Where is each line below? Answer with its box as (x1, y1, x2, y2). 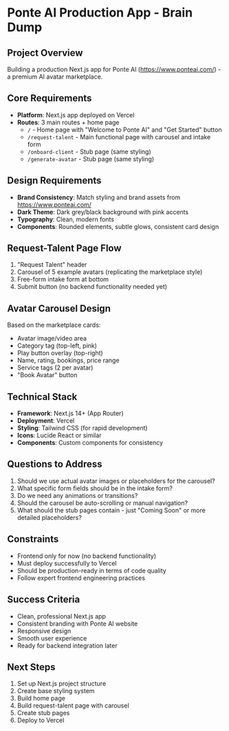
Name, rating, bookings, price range (17, 357, 120, 365)
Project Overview (7, 47, 83, 59)
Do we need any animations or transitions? (17, 491, 138, 499)
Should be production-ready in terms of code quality (17, 566, 166, 574)
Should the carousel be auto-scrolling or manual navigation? (17, 499, 188, 507)
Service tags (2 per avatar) (17, 363, 94, 372)
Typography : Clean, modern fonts (17, 215, 115, 223)
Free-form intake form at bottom (17, 275, 109, 283)
